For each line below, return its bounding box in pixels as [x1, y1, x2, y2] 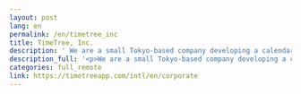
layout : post [9, 13, 58, 22]
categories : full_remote [9, 64, 102, 73]
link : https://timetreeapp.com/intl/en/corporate [9, 72, 199, 81]
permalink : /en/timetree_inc [9, 30, 118, 38]
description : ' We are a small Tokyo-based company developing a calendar [9, 47, 295, 56]
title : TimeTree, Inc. [9, 38, 94, 47]
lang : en [9, 21, 42, 30]
